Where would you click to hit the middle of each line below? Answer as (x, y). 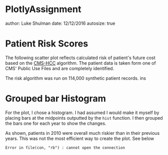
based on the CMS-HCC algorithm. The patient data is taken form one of (81, 63)
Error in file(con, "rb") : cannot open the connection (65, 147)
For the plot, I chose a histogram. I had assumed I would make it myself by (82, 113)
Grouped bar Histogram (56, 99)
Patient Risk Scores (47, 44)
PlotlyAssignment (43, 9)
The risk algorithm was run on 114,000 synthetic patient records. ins (76, 78)
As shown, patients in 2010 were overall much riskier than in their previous (82, 133)
